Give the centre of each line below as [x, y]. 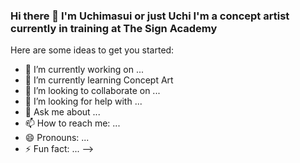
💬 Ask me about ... [62, 112]
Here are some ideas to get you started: [92, 50]
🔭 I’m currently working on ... [84, 70]
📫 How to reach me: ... [72, 123]
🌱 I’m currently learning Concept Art [99, 80]
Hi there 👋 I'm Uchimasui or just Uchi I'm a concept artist [150, 16]
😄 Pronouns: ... [57, 138]
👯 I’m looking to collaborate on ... [92, 91]
